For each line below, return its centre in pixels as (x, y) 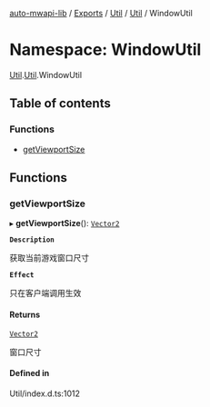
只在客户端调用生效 (45, 293)
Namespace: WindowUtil (105, 50)
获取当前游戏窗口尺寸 (49, 258)
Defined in (30, 373)
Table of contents (60, 104)
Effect (22, 275)
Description (32, 240)
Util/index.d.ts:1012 (45, 393)
